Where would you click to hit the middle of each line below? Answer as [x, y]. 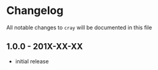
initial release [32, 61]
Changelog [35, 11]
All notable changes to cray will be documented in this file [79, 27]
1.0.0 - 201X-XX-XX [45, 47]
